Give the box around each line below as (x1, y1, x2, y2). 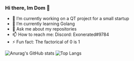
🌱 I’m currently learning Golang (12, 21, 75, 27)
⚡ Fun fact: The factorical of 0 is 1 (12, 39, 80, 45)
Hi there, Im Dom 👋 (5, 4, 50, 11)
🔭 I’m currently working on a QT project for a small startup (12, 16, 130, 22)
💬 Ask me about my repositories (12, 26, 77, 32)
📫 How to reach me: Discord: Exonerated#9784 (12, 31, 109, 37)
